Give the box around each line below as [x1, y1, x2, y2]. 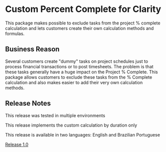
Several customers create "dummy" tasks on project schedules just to [5, 58, 148, 64]
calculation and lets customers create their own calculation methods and [5, 25, 154, 31]
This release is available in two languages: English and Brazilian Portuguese [5, 132, 161, 138]
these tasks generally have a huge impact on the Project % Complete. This [5, 69, 158, 75]
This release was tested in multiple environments [5, 112, 105, 118]
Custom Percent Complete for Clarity [5, 3, 162, 15]
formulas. [5, 30, 25, 36]
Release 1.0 [5, 141, 29, 148]
